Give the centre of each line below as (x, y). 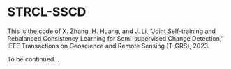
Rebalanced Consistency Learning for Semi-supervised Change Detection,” (116, 38)
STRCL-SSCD (47, 12)
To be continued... (33, 59)
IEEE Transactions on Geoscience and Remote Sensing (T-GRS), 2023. (109, 46)
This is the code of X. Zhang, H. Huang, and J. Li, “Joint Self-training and (112, 31)
